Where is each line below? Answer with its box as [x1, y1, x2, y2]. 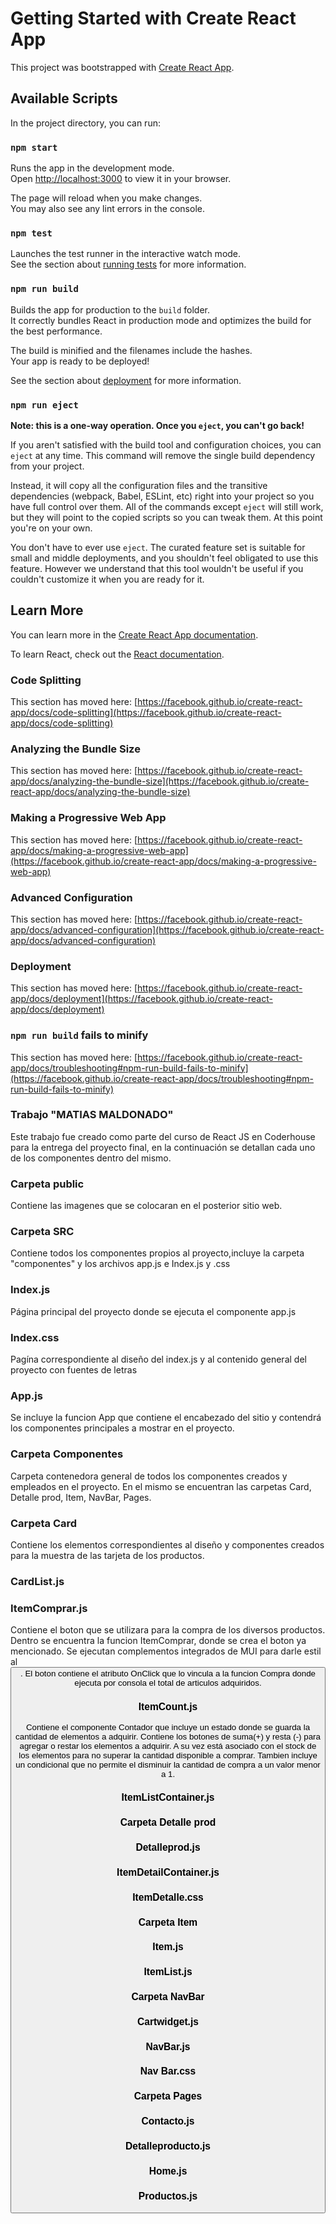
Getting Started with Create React [10, 7, 297, 30]
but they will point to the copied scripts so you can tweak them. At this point [10, 511, 323, 523]
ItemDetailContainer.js [116, 1866, 220, 1878]
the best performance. [10, 325, 103, 337]
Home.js [148, 2165, 188, 2177]
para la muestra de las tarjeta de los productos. [10, 1549, 205, 1561]
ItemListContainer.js [121, 1792, 215, 1804]
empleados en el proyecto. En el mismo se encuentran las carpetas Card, [10, 1480, 312, 1492]
